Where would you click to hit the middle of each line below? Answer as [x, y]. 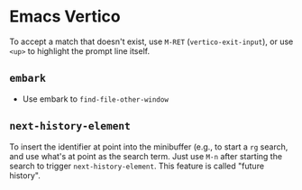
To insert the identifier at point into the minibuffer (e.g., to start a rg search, [149, 147]
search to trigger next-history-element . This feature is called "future [137, 166]
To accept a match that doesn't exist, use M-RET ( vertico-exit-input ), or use [151, 41]
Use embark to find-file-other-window [96, 99]
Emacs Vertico [65, 17]
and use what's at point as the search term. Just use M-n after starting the [146, 156]
